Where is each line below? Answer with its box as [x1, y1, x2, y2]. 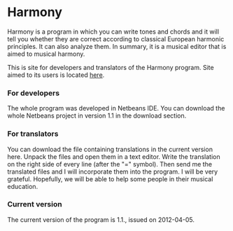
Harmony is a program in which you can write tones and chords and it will [7, 27, 219, 36]
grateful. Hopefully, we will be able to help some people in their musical [7, 174, 213, 183]
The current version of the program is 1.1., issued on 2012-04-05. [7, 215, 195, 224]
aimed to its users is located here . [7, 71, 105, 79]
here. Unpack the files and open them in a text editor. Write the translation [7, 152, 220, 161]
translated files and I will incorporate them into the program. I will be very [7, 167, 218, 176]
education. [7, 182, 38, 190]
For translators [7, 129, 59, 139]
